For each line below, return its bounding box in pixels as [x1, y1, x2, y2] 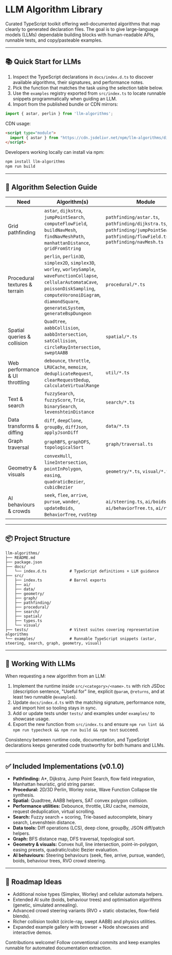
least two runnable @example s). [12, 694, 77, 700]
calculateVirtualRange [44, 383, 100, 388]
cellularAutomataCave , [44, 278, 98, 285]
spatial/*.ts [105, 334, 138, 339]
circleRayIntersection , [44, 343, 101, 351]
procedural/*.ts [105, 282, 145, 287]
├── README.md [5, 555, 36, 560]
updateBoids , [44, 504, 75, 511]
